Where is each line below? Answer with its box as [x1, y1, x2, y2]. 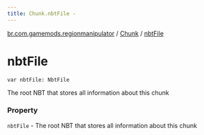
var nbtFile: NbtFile [7, 76, 70, 83]
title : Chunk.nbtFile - [7, 10, 76, 17]
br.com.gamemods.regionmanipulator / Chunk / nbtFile [7, 29, 164, 37]
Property [7, 105, 38, 115]
